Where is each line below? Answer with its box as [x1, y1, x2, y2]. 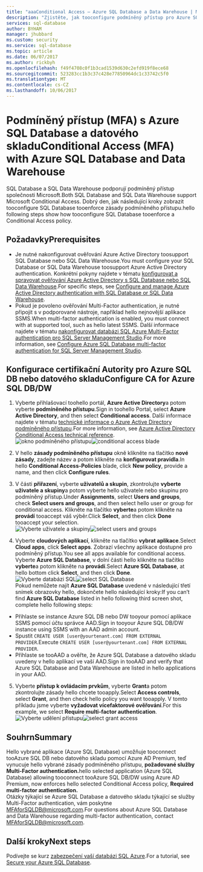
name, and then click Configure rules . [14, 469, 111, 476]
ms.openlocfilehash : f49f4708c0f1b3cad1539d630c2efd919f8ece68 [6, 65, 169, 71]
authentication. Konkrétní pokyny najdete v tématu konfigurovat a [14, 270, 178, 277]
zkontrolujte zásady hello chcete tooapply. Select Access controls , [14, 689, 181, 696]
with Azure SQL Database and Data [6, 152, 186, 166]
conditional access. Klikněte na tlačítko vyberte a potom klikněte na [14, 506, 182, 514]
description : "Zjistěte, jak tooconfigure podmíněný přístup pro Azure [6, 15, 190, 21]
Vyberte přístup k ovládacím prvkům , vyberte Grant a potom [14, 682, 167, 690]
